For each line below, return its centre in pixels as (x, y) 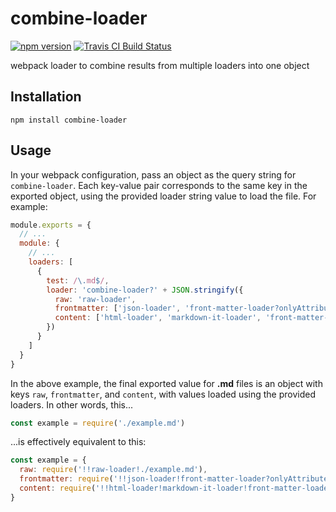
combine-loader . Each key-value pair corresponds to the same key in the (159, 185)
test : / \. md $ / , (78, 280)
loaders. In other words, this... (72, 404)
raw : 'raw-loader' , (95, 299)
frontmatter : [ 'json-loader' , (118, 308)
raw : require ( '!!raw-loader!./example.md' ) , (113, 470)
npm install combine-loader (69, 120)
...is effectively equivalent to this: (78, 442)
